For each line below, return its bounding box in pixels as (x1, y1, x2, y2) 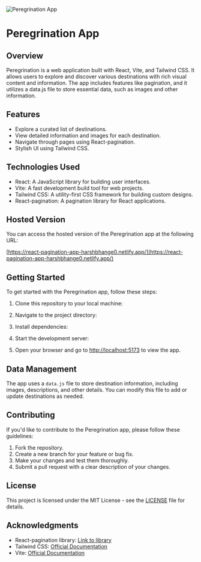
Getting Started (6, 272, 65, 283)
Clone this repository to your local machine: (14, 300, 123, 307)
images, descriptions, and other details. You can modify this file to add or (6, 386, 187, 394)
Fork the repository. (14, 444, 64, 451)
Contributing (6, 410, 55, 420)
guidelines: (6, 432, 34, 439)
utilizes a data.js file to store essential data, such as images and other (6, 86, 178, 93)
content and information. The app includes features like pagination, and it (6, 79, 187, 87)
